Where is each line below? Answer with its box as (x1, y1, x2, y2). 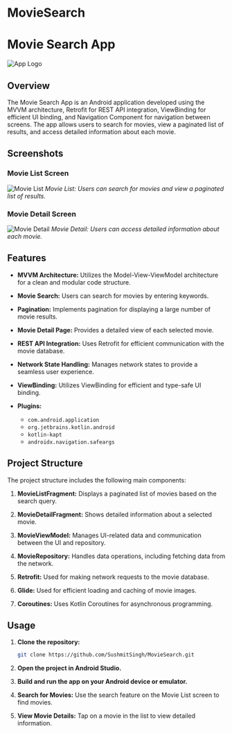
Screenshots (7, 148, 64, 160)
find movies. (17, 698, 53, 707)
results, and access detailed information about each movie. (7, 127, 177, 136)
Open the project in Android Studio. (17, 664, 122, 673)
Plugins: (17, 401, 42, 410)
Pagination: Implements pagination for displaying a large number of (17, 305, 211, 313)
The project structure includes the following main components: (7, 475, 186, 484)
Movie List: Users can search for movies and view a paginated (44, 184, 224, 192)
